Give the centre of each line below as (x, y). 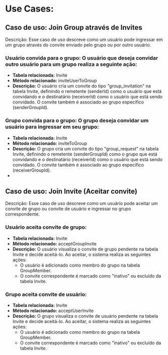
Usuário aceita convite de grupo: (46, 227)
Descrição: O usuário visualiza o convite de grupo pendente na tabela (85, 249)
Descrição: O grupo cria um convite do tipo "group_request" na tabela (86, 148)
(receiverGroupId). (32, 170)
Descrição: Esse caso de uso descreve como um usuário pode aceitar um (81, 204)
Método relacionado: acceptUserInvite (53, 311)
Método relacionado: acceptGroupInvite (55, 243)
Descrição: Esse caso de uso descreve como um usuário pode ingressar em (84, 39)
